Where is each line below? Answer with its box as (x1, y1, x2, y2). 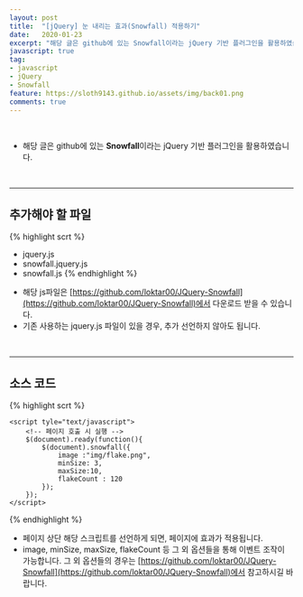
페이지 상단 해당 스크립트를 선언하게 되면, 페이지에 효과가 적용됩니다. (22, 533, 263, 543)
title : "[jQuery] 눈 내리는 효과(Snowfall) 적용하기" (9, 22, 201, 31)
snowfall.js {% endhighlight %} (22, 268, 138, 279)
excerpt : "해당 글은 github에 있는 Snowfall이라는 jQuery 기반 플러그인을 (9, 38, 264, 48)
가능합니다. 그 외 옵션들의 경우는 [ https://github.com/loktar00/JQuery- (22, 555, 277, 565)
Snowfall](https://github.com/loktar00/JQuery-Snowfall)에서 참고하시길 (22, 566, 284, 577)
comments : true (9, 97, 67, 107)
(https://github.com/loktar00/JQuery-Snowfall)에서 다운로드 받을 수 (22, 298, 269, 309)
